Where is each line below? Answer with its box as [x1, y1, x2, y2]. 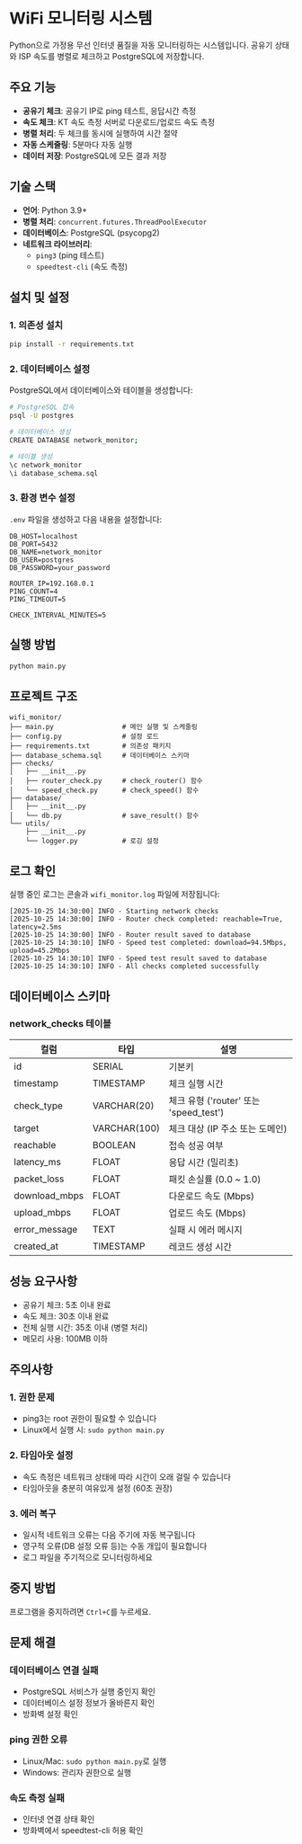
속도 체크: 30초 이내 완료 [22, 1310, 110, 1322]
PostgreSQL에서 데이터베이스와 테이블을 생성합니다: [9, 385, 193, 396]
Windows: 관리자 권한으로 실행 [22, 1767, 132, 1777]
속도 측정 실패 [9, 1791, 66, 1804]
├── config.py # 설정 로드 [9, 732, 159, 742]
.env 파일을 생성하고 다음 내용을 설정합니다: [9, 513, 163, 524]
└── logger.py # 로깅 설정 [25, 837, 159, 846]
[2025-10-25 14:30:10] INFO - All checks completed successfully [9, 962, 259, 971]
